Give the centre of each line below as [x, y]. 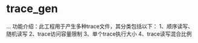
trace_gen [32, 9]
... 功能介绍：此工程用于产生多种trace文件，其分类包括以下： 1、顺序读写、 [100, 26]
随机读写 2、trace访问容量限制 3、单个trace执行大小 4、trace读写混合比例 [99, 34]
